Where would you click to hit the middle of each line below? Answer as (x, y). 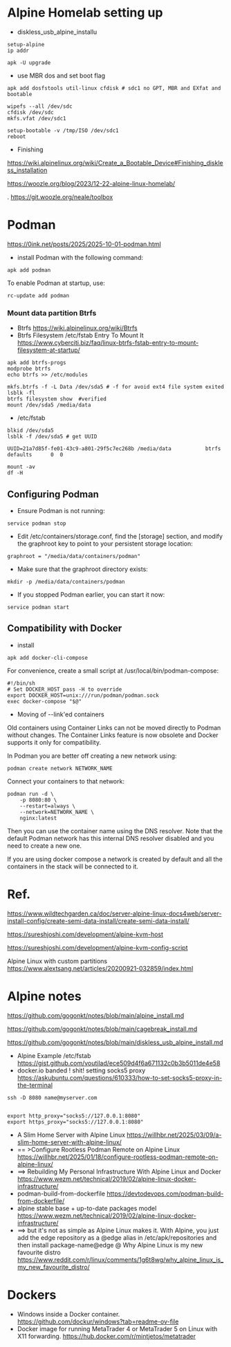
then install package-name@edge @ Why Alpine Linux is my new (110, 1245)
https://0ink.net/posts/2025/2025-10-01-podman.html (84, 244)
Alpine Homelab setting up (85, 13)
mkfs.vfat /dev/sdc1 (37, 118)
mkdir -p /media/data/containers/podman (66, 582)
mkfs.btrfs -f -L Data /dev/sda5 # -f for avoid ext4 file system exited (116, 387)
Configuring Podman (53, 494)
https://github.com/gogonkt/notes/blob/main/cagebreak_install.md (102, 1029)
